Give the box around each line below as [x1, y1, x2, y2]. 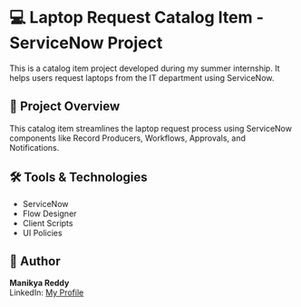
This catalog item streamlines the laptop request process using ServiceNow [9, 123, 293, 134]
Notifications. [9, 142, 60, 153]
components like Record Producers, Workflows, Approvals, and [9, 133, 247, 144]
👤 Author [9, 253, 61, 269]
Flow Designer [22, 208, 77, 219]
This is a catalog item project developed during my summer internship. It [9, 63, 280, 74]
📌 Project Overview [9, 99, 121, 114]
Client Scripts [22, 217, 73, 228]
